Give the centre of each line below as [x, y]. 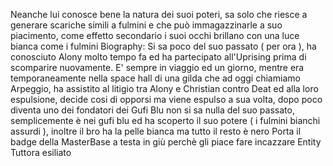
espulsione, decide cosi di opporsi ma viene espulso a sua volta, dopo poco [166, 99]
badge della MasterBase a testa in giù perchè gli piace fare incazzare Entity [166, 142]
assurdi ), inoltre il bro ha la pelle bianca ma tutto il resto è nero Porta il [156, 131]
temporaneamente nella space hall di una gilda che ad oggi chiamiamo [155, 78]
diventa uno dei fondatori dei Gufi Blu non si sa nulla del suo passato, [152, 110]
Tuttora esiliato [41, 152]
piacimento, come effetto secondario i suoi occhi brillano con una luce [155, 35]
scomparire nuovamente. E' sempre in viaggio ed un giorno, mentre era [157, 67]
